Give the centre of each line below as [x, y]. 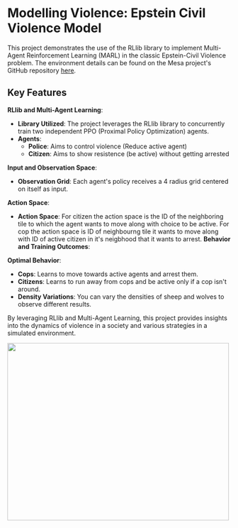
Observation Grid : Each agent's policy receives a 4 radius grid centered [123, 181]
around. [29, 289]
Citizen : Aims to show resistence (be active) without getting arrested [129, 153]
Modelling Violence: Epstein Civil [107, 13]
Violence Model [55, 28]
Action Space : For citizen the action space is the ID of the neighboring [120, 216]
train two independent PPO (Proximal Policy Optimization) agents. [113, 131]
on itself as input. [43, 189]
